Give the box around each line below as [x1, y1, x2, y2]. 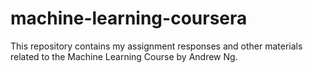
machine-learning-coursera [10, 7, 248, 30]
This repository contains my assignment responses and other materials [10, 40, 303, 52]
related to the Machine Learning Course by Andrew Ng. [10, 50, 238, 62]
